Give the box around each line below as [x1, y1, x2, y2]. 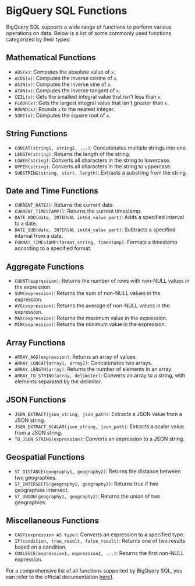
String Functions [6, 129, 68, 138]
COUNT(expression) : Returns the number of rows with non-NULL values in [14, 278, 190, 285]
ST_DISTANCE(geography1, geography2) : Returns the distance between [14, 467, 181, 474]
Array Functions [6, 338, 66, 348]
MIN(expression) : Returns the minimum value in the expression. [14, 321, 166, 328]
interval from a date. [14, 233, 63, 240]
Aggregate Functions [6, 262, 84, 272]
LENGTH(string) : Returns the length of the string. [14, 150, 131, 157]
